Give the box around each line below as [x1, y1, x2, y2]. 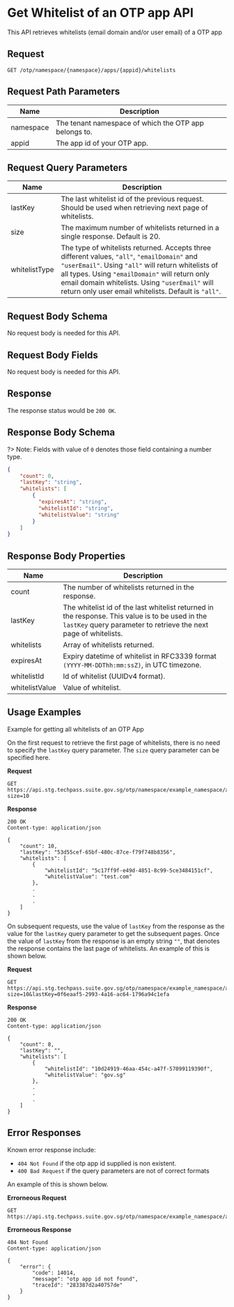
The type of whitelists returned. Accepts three [61, 243, 211, 252]
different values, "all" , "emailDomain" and [61, 252, 198, 262]
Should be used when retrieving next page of [61, 203, 209, 213]
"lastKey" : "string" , [19, 479, 82, 486]
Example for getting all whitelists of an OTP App [7, 725, 144, 733]
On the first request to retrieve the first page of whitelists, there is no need [7, 738, 221, 747]
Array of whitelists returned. [62, 640, 155, 650]
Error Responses [7, 1127, 81, 1139]
